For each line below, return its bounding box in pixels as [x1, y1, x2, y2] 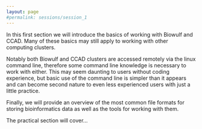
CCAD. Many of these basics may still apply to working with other [6, 37, 168, 44]
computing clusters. [6, 43, 56, 51]
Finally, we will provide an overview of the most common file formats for [6, 98, 185, 106]
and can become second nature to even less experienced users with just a [6, 80, 191, 88]
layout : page [6, 8, 39, 15]
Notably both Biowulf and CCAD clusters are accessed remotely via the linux [6, 55, 196, 62]
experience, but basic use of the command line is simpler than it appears [6, 74, 186, 82]
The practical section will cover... [6, 116, 88, 124]
